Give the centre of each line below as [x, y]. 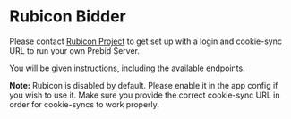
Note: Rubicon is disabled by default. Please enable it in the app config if [144, 85]
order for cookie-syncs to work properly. [84, 104]
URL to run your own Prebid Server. [75, 50]
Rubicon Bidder [68, 17]
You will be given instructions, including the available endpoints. [127, 68]
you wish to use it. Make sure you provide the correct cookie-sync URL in [145, 95]
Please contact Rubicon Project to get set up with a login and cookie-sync [145, 41]
